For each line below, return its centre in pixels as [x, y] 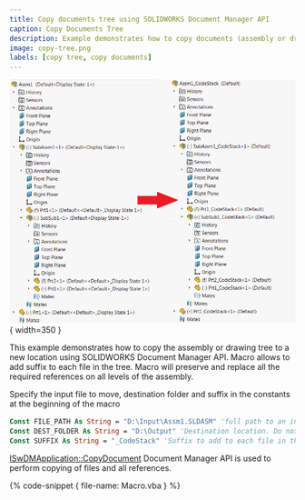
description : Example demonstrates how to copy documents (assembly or [148, 38]
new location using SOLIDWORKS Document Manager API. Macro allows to [150, 357]
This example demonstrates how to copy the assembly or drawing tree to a [149, 348]
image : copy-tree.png [50, 48]
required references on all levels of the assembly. [102, 376]
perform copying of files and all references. [91, 467]
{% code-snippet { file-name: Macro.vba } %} [95, 485]
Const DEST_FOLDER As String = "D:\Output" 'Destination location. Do [146, 432]
